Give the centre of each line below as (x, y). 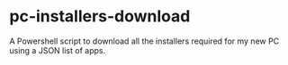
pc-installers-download (100, 16)
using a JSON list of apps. (58, 50)
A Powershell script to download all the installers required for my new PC (144, 41)
